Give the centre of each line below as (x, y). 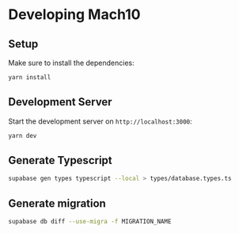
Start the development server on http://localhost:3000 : (100, 121)
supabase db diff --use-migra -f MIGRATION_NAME (90, 222)
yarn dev (23, 136)
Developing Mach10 (74, 15)
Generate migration (57, 203)
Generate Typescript (60, 160)
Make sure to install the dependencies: (71, 63)
